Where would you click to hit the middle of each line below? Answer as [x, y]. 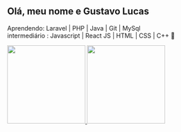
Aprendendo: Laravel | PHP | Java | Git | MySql [74, 28]
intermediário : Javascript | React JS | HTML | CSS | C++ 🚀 [91, 35]
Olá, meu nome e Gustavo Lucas [78, 11]
